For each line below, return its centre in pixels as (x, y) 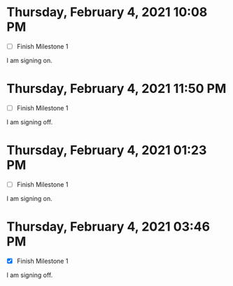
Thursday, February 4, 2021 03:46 (108, 227)
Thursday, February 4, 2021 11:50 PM (116, 89)
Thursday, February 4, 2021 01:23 (107, 150)
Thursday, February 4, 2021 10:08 (107, 12)
